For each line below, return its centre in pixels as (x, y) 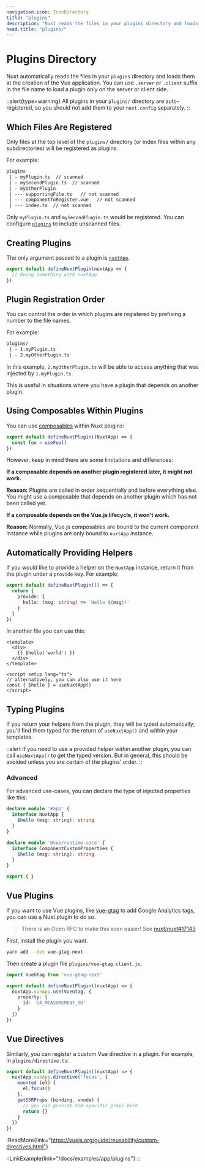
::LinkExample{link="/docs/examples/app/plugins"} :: (73, 1159)
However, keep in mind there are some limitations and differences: (90, 460)
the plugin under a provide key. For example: (63, 574)
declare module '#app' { (38, 809)
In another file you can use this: (46, 631)
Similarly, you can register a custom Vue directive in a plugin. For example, (100, 1053)
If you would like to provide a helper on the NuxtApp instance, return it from (100, 568)
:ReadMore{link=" (29, 1140)
